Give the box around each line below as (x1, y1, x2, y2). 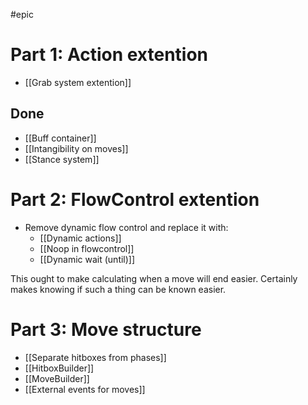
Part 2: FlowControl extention (10, 188, 260, 211)
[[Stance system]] (24, 153, 100, 165)
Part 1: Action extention (10, 44, 209, 66)
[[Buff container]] (24, 132, 97, 144)
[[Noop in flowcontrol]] (39, 242, 135, 254)
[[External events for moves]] (24, 383, 146, 395)
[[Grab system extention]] (24, 76, 132, 88)
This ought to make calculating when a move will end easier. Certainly (10, 272, 298, 284)
